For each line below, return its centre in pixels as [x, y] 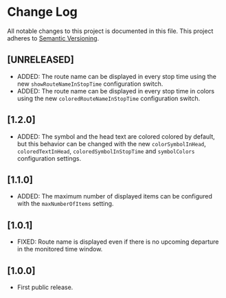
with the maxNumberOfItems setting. [65, 204]
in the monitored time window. [60, 249]
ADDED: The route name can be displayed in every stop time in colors [116, 91]
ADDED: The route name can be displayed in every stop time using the [116, 76]
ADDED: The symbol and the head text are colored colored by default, [116, 136]
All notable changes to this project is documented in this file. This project [110, 31]
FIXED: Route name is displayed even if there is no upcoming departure [118, 242]
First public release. [45, 287]
